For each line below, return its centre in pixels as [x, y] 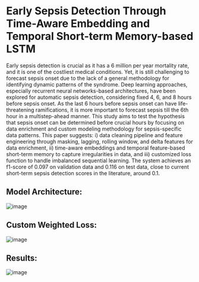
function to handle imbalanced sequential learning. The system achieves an [99, 160]
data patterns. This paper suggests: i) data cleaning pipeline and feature [94, 135]
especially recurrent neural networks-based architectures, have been [91, 91]
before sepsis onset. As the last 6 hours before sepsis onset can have [91, 103]
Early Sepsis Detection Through [86, 11]
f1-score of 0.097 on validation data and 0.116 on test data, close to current [97, 167]
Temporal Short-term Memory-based [100, 36]
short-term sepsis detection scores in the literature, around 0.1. [83, 173]
